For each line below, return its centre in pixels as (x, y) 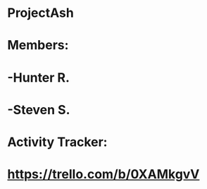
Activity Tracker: (57, 142)
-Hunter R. (39, 77)
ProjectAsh (40, 13)
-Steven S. (39, 110)
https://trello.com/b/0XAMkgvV (103, 175)
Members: (38, 45)
